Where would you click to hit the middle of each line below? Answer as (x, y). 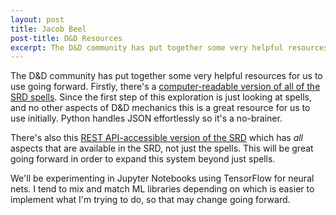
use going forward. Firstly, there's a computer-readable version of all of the (165, 87)
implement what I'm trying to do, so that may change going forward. (150, 200)
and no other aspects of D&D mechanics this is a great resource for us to (160, 108)
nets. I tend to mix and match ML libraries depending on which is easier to (162, 189)
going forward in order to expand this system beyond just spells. (143, 159)
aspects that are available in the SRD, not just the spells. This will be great (162, 148)
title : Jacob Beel (48, 29)
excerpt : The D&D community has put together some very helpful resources (169, 47)
